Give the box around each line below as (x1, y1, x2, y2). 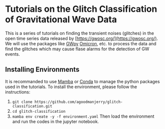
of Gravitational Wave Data (5, 14, 117, 25)
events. (5, 51, 20, 57)
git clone (12, 99, 33, 104)
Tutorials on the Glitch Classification (5, 3, 158, 15)
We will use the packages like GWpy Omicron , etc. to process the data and (5, 40, 157, 46)
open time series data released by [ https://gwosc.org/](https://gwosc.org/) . (5, 35, 159, 41)
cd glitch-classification (12, 109, 66, 114)
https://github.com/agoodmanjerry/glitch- (34, 99, 123, 104)
